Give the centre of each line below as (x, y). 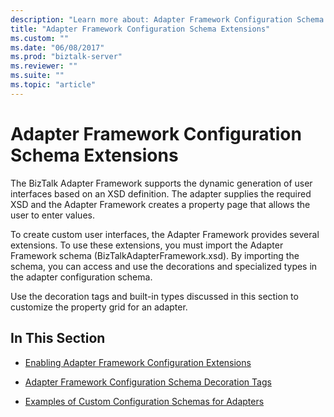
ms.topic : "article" (53, 85)
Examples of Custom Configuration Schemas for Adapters (144, 401)
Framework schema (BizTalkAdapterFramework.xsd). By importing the (155, 255)
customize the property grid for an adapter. (99, 307)
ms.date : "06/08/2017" (57, 47)
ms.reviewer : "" (44, 66)
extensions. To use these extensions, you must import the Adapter (147, 245)
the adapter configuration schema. (81, 277)
